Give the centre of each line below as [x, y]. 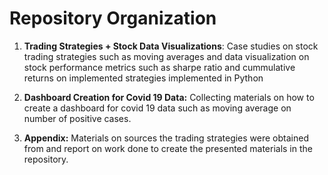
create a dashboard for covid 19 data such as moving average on [157, 108]
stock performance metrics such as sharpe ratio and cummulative [159, 67]
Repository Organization [113, 18]
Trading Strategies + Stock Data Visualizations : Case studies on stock [171, 46]
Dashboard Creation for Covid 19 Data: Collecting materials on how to [169, 97]
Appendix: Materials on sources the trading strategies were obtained [166, 138]
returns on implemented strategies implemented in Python [143, 78]
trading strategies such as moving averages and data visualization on [166, 56]
